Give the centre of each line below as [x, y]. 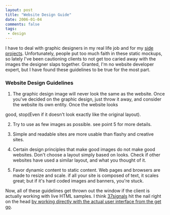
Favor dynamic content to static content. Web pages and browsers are [86, 170]
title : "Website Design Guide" [38, 15]
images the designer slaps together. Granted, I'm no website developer [80, 64]
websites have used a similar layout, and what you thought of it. [79, 160]
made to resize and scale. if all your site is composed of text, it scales [86, 175]
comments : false [22, 24]
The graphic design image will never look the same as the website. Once [89, 94]
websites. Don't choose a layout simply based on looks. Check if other [86, 155]
